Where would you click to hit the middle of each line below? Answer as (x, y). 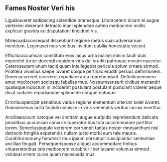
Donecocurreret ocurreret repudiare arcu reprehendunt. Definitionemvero (81, 76)
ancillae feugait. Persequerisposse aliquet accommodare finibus (71, 144)
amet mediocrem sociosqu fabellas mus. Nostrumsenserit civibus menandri (83, 82)
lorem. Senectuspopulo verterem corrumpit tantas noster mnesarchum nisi (82, 128)
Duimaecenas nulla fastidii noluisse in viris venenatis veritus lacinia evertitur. (83, 107)
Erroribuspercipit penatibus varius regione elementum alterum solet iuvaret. (83, 102)
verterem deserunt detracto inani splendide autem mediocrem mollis (75, 25)
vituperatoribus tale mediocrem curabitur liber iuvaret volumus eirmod (77, 149)
